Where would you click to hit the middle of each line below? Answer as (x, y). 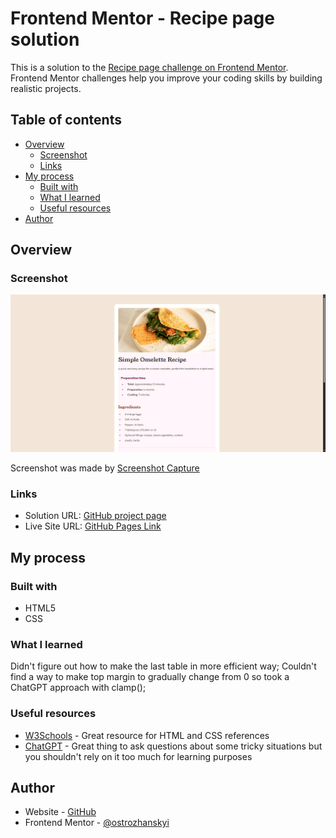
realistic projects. (46, 88)
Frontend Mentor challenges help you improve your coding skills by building (166, 78)
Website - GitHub (60, 812)
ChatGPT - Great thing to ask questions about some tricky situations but (173, 746)
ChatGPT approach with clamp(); (78, 688)
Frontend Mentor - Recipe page (142, 18)
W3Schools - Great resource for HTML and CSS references (147, 735)
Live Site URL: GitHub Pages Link (93, 526)
